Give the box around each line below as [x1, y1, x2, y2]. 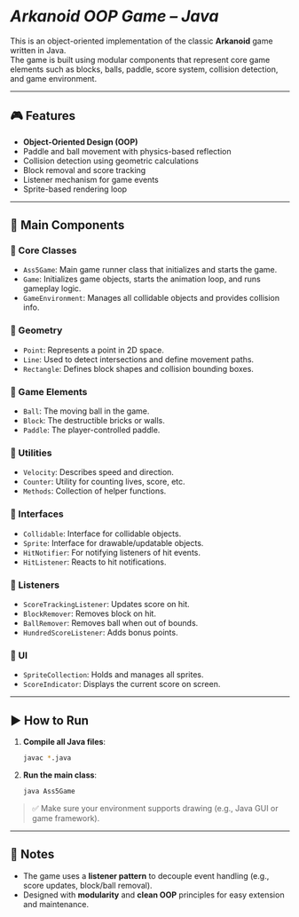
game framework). [31, 812, 100, 823]
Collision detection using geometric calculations [22, 155, 199, 166]
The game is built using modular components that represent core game [10, 54, 271, 65]
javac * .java [22, 754, 72, 763]
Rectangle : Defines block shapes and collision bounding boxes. [22, 363, 254, 374]
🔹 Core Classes [10, 244, 77, 257]
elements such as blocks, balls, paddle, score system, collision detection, [10, 64, 279, 75]
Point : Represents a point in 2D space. [22, 344, 165, 355]
